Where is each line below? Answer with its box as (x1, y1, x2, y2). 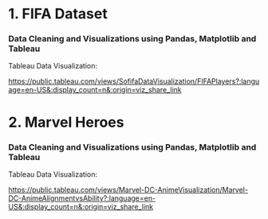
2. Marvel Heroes (8, 113, 124, 131)
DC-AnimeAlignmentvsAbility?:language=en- (8, 193, 156, 203)
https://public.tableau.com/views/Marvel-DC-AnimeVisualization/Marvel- (8, 185, 249, 194)
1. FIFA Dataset (8, 5, 108, 23)
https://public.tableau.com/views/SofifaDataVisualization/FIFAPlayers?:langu (8, 76, 260, 86)
